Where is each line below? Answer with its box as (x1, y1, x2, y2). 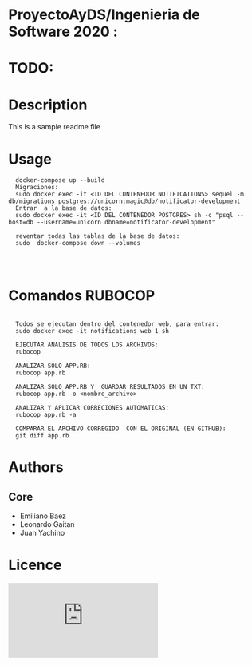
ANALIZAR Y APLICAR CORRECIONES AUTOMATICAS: (15, 404, 170, 412)
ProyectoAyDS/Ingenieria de (8, 6, 201, 24)
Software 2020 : (8, 22, 118, 41)
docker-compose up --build (15, 176, 105, 184)
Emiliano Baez (19, 511, 66, 521)
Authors (8, 458, 64, 477)
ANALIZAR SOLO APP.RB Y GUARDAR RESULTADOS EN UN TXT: (15, 383, 205, 391)
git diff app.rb (15, 432, 69, 440)
